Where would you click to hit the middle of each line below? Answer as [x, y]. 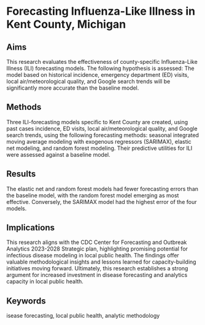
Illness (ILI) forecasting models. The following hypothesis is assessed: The [100, 68]
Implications [31, 228]
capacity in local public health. [45, 281]
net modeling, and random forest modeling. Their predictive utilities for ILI [99, 148]
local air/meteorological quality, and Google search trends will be [88, 81]
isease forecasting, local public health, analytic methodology [83, 316]
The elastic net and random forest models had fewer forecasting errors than [102, 189]
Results [21, 174]
